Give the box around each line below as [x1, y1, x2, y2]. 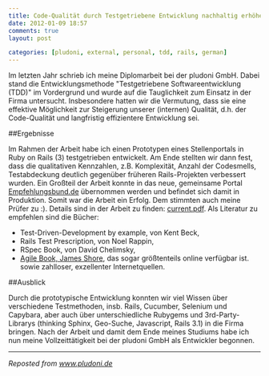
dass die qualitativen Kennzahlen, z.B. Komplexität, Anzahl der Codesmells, [8, 161, 257, 171]
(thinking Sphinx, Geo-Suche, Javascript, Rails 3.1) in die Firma [37, 318, 244, 329]
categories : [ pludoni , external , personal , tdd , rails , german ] [8, 49, 227, 57]
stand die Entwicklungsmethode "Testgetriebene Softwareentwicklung [8, 79, 242, 89]
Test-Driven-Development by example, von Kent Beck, [19, 228, 200, 237]
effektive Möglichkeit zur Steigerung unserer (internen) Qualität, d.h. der [8, 105, 247, 115]
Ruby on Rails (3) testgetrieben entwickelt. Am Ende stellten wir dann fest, [8, 153, 254, 163]
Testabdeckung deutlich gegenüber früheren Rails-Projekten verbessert [8, 170, 247, 180]
